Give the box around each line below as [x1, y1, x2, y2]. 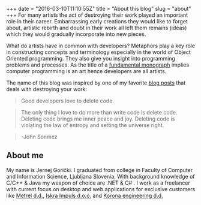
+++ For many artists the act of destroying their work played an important [6, 11, 188, 19]
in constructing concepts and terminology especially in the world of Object [6, 49, 191, 56]
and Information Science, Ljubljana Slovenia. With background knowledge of [6, 173, 195, 180]
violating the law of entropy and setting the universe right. [20, 122, 164, 128]
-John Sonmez [20, 133, 58, 140]
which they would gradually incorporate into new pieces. [6, 31, 146, 38]
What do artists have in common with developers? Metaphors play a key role [6, 42, 196, 49]
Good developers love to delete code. [20, 97, 114, 104]
